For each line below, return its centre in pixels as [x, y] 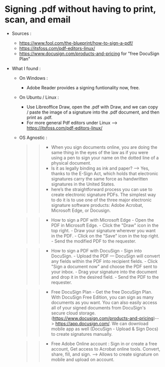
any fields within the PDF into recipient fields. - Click [104, 261]
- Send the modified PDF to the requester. [94, 241]
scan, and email [38, 20]
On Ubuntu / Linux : [39, 97]
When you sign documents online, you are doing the [104, 147]
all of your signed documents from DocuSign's [99, 307]
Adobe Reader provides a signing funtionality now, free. [83, 87]
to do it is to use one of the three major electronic [101, 200]
